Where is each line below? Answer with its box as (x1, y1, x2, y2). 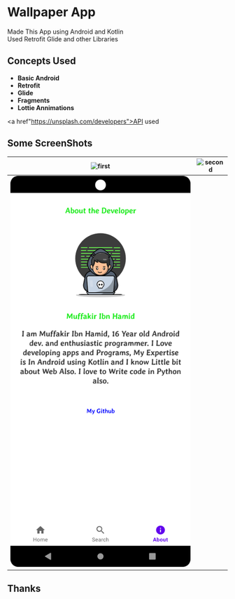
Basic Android (17, 74, 59, 82)
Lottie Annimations (17, 103, 75, 112)
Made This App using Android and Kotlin (7, 27, 124, 36)
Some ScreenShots (7, 137, 93, 149)
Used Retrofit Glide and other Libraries (7, 34, 119, 43)
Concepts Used (7, 55, 76, 67)
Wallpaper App (7, 4, 96, 20)
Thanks (7, 583, 41, 595)
